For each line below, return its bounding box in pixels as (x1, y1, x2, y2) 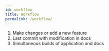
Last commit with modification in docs (12, 35, 91, 41)
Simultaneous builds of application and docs (12, 41, 104, 47)
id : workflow (5, 7, 32, 12)
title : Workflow (5, 12, 39, 17)
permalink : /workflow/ (5, 16, 52, 21)
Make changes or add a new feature (12, 30, 87, 36)
